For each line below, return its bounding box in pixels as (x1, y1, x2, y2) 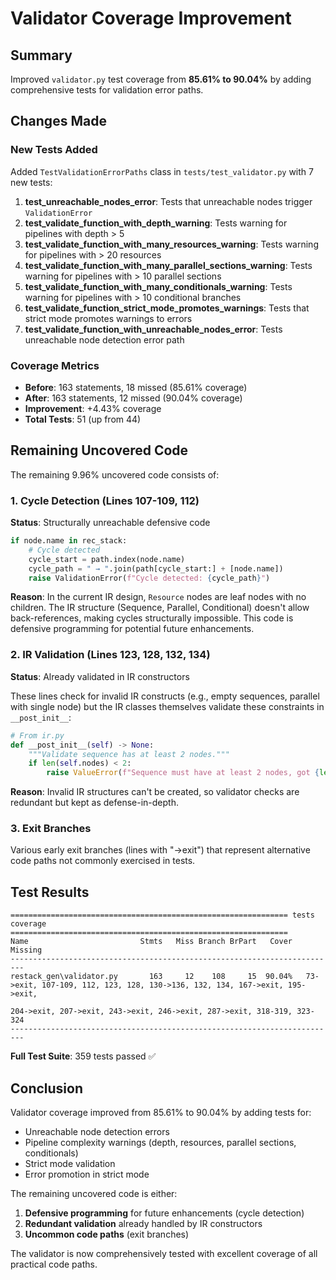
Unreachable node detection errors (24, 1126, 170, 1138)
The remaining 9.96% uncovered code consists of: (10, 468, 220, 481)
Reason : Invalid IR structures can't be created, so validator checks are (10, 786, 300, 798)
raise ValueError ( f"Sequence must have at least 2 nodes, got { (46, 768, 320, 778)
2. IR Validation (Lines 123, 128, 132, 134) (10, 648, 211, 662)
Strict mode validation (24, 1158, 116, 1170)
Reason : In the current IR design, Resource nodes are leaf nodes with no (10, 591, 307, 603)
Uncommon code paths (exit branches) (24, 1228, 190, 1241)
